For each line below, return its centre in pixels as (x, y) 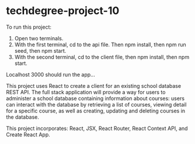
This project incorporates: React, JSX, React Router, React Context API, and (97, 128)
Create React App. (28, 134)
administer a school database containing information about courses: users (95, 98)
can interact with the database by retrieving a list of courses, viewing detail (96, 104)
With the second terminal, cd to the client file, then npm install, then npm (102, 57)
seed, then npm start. (40, 50)
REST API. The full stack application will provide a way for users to (86, 92)
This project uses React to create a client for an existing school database (94, 85)
